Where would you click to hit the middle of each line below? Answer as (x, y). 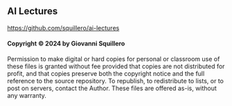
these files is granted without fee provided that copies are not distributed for (116, 66)
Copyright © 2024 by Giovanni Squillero (66, 43)
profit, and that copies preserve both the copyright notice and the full (106, 74)
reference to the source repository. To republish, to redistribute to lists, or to (115, 81)
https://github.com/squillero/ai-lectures (63, 28)
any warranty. (27, 96)
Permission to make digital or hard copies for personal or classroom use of (114, 59)
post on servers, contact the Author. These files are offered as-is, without (112, 88)
